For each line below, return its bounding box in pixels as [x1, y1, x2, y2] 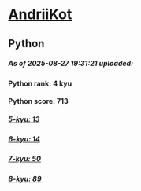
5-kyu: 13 [8, 114, 40, 123]
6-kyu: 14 [8, 134, 41, 144]
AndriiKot [8, 6, 72, 24]
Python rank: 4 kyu [8, 79, 72, 88]
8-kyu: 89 [8, 174, 42, 183]
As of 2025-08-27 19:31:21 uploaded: [8, 59, 134, 68]
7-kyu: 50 [8, 154, 42, 163]
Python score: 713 [8, 97, 69, 106]
